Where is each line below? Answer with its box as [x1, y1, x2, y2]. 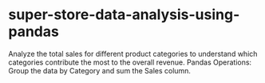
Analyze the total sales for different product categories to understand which [8, 49, 258, 58]
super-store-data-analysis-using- [8, 6, 240, 24]
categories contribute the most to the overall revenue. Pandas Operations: [8, 57, 252, 67]
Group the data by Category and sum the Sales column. [8, 65, 192, 75]
